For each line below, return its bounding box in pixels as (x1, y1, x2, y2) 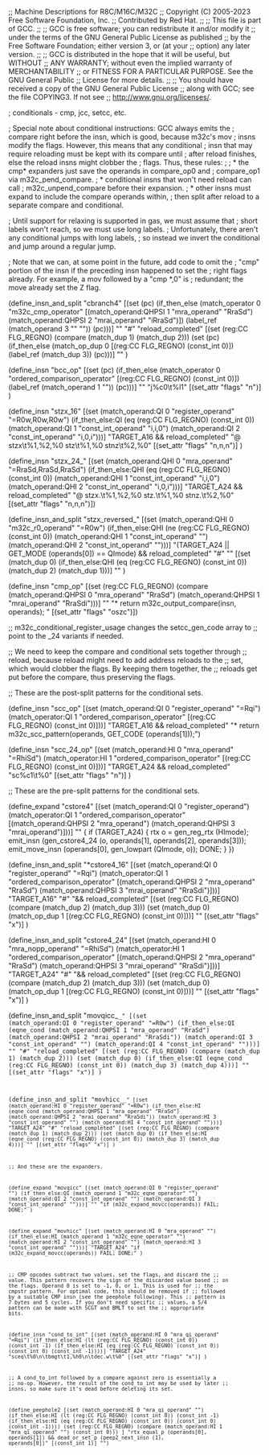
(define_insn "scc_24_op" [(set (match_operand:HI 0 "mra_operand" (8, 745, 234, 754)
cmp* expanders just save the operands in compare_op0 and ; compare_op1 (8, 166, 261, 175)
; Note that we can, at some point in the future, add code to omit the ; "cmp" (8, 257, 260, 266)
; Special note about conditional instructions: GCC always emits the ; (8, 124, 235, 133)
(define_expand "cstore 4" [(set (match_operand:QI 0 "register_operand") (8, 802, 251, 811)
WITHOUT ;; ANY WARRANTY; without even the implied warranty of (8, 58, 233, 68)
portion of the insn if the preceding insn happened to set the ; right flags (8, 265, 247, 275)
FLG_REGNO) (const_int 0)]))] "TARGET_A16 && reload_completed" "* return (8, 721, 259, 730)
